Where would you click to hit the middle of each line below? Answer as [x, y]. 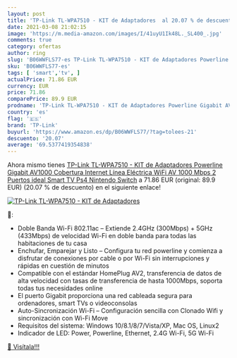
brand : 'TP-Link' [33, 125]
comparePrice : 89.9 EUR [42, 99]
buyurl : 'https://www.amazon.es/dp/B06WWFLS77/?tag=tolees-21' [102, 132]
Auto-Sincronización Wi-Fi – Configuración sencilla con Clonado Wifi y [120, 311]
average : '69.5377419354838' [50, 145]
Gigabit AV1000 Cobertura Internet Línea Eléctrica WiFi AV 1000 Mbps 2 [112, 173]
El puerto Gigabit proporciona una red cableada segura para [105, 296]
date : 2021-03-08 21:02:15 [47, 27]
